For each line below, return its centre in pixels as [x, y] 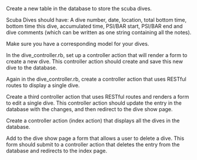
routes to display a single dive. [43, 85]
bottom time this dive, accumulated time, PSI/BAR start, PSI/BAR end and [95, 26]
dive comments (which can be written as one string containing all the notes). [99, 32]
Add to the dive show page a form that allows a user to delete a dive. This [95, 138]
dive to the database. [32, 68]
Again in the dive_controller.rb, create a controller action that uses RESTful [96, 79]
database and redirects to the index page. [57, 151]
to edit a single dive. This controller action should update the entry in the [94, 103]
